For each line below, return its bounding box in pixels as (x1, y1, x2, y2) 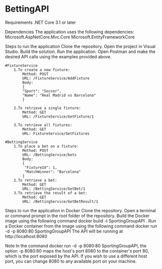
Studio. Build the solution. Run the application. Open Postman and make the (5, 49, 156, 54)
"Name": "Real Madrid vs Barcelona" (22, 93, 96, 98)
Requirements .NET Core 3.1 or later (5, 19, 76, 25)
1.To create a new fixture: (14, 67, 70, 72)
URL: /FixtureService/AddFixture (22, 76, 90, 81)
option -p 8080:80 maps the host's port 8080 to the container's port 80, (5, 248, 149, 253)
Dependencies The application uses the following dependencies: (5, 29, 134, 34)
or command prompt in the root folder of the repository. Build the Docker (5, 213, 150, 219)
